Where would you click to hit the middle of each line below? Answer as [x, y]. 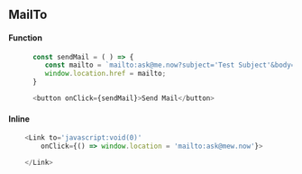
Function [25, 37]
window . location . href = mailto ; [105, 74]
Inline [19, 119]
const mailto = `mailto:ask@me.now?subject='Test [140, 65]
